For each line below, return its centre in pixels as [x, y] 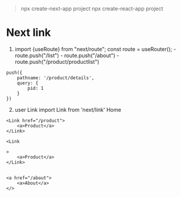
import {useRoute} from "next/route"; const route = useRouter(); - [95, 49]
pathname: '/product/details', [56, 78]
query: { [28, 83]
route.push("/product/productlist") [57, 61]
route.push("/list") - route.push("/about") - [67, 55]
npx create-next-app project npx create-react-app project [92, 9]
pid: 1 [36, 88]
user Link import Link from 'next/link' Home [68, 110]
